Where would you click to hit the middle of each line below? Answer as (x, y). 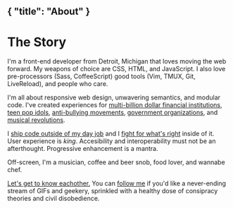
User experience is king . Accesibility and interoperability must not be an (112, 141)
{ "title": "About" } (49, 12)
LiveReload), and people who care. (58, 84)
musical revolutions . (36, 120)
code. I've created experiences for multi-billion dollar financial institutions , (115, 105)
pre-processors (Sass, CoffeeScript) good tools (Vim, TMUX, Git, (101, 76)
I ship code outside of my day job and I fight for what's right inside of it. (111, 134)
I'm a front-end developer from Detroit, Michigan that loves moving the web (117, 61)
